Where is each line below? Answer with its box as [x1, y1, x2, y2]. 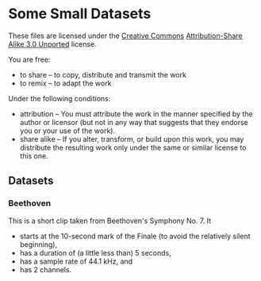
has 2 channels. [19, 264, 72, 274]
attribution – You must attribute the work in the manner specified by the [19, 108, 253, 119]
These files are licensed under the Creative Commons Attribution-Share [8, 31, 243, 40]
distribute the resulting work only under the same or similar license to [19, 142, 247, 152]
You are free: [8, 55, 51, 64]
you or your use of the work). [19, 126, 116, 135]
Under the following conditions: [8, 93, 111, 103]
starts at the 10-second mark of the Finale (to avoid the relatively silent [19, 231, 251, 241]
